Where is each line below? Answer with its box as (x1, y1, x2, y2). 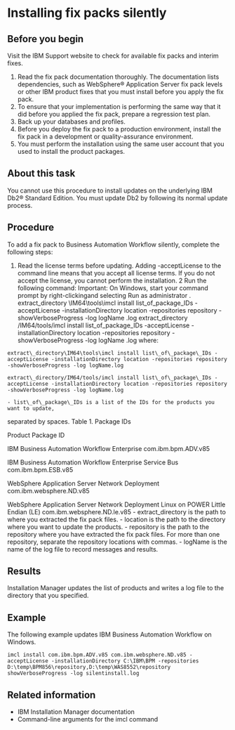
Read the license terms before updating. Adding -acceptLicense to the (17, 261, 222, 270)
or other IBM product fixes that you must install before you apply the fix (17, 88, 224, 96)
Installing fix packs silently (7, 5, 167, 21)
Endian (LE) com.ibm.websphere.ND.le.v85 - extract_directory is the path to (7, 507, 227, 516)
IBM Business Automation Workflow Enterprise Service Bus (7, 458, 179, 467)
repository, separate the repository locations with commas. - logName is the (7, 537, 228, 546)
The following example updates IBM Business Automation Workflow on (7, 630, 212, 639)
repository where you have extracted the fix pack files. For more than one (7, 530, 220, 538)
